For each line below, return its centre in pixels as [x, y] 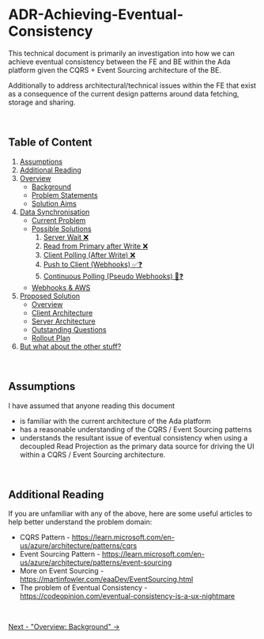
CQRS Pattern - [45, 537]
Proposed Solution [50, 296]
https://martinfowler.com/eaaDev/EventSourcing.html [106, 580]
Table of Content [50, 143]
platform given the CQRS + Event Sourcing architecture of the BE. [115, 70]
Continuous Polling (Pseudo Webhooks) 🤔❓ [113, 276]
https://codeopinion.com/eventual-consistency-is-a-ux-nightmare [127, 596]
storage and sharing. [42, 102]
